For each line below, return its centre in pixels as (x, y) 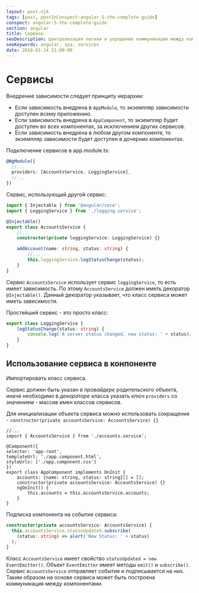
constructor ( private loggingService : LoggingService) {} (89, 238)
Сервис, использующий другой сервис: (56, 195)
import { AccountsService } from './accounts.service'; (76, 436)
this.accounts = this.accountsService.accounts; (89, 493)
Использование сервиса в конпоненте (81, 364)
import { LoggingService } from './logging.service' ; (74, 211)
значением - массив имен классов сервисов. (64, 402)
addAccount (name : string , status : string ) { (73, 249)
